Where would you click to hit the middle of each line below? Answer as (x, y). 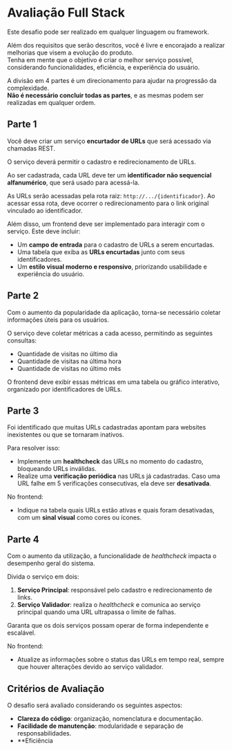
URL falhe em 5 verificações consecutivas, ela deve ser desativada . (114, 483)
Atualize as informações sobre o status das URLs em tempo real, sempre (120, 660)
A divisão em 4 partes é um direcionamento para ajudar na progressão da (112, 80)
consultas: (22, 340)
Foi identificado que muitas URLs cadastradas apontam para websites (107, 427)
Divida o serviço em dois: (43, 577)
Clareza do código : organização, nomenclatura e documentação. (110, 719)
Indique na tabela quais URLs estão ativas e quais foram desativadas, (116, 510)
